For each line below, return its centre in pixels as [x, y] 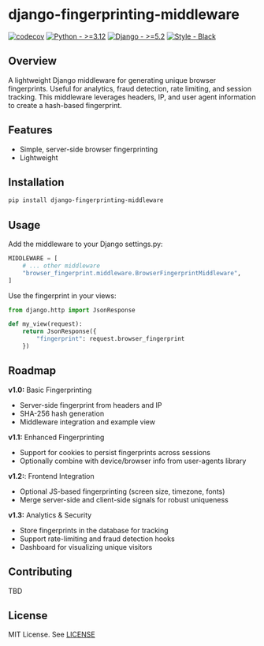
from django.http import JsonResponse [72, 310]
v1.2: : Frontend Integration [51, 476]
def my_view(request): [45, 324]
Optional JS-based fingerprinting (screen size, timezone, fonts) [122, 491]
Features [30, 131]
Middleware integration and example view [87, 422]
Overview [33, 61]
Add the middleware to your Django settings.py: [86, 244]
